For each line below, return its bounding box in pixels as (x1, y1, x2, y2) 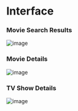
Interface (6, 4, 54, 18)
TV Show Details (6, 84, 57, 92)
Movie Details (6, 55, 48, 63)
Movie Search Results (6, 26, 73, 35)
